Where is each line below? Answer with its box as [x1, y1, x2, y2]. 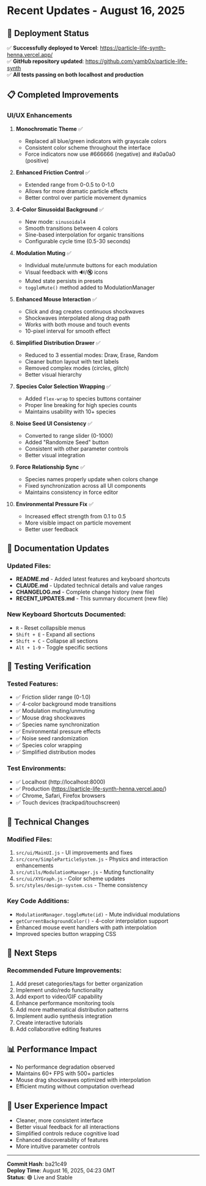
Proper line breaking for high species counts [24, 401, 137, 408]
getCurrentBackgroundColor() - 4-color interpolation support [15, 917, 169, 924]
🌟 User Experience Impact [7, 1100, 108, 1111]
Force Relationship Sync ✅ [15, 463, 85, 471]
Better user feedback [24, 525, 79, 532]
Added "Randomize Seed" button [24, 438, 109, 446]
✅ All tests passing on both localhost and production [7, 71, 144, 78]
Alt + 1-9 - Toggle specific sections [15, 643, 108, 651]
